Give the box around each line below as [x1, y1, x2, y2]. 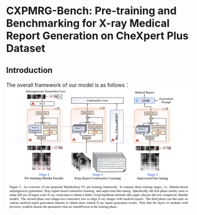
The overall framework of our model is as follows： [6, 81, 130, 88]
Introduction [6, 65, 53, 75]
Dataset [6, 42, 45, 55]
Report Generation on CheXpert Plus [6, 29, 189, 42]
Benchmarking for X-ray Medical [6, 16, 170, 30]
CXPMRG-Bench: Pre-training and [6, 4, 177, 18]
